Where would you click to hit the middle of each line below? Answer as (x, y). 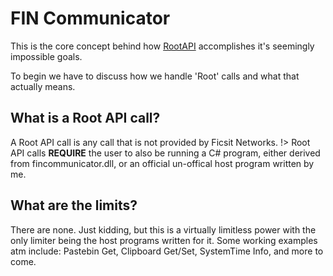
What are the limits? (74, 205)
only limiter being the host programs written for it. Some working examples (164, 240)
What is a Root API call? (85, 118)
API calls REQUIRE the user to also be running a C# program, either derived (165, 153)
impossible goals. (46, 56)
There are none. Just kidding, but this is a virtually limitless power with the (163, 229)
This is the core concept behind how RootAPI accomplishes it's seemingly (162, 46)
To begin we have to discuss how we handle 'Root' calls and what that (155, 76)
